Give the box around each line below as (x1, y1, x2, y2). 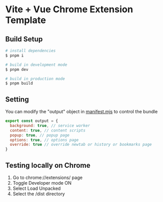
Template (5, 14, 46, 26)
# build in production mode (5, 76, 65, 81)
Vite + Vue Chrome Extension (5, 4, 133, 15)
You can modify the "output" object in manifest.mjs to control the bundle (5, 109, 158, 115)
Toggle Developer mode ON (12, 180, 72, 186)
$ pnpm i (5, 53, 24, 58)
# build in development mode (5, 62, 67, 67)
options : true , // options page (10, 137, 79, 142)
